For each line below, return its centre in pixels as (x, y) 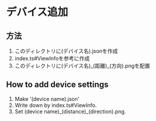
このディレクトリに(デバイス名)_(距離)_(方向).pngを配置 (82, 66)
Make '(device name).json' (47, 99)
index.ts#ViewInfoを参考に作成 (52, 58)
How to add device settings (57, 85)
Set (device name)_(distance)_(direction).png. (70, 111)
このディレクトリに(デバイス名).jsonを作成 (66, 51)
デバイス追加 (37, 12)
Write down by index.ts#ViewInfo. (56, 105)
